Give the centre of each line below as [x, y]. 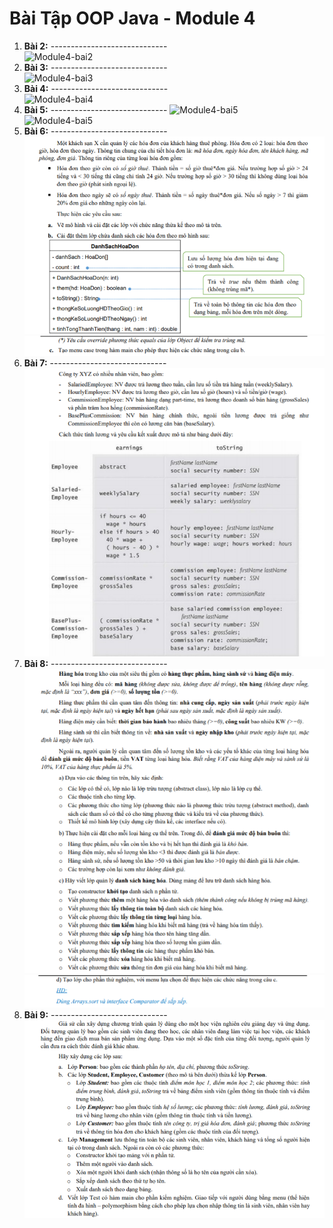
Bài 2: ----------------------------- [95, 46]
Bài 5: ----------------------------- [95, 109]
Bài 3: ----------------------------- [95, 67]
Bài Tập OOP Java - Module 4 [132, 18]
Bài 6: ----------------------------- [95, 131]
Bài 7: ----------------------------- [95, 363]
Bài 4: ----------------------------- [96, 88]
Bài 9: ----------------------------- [95, 1014]
